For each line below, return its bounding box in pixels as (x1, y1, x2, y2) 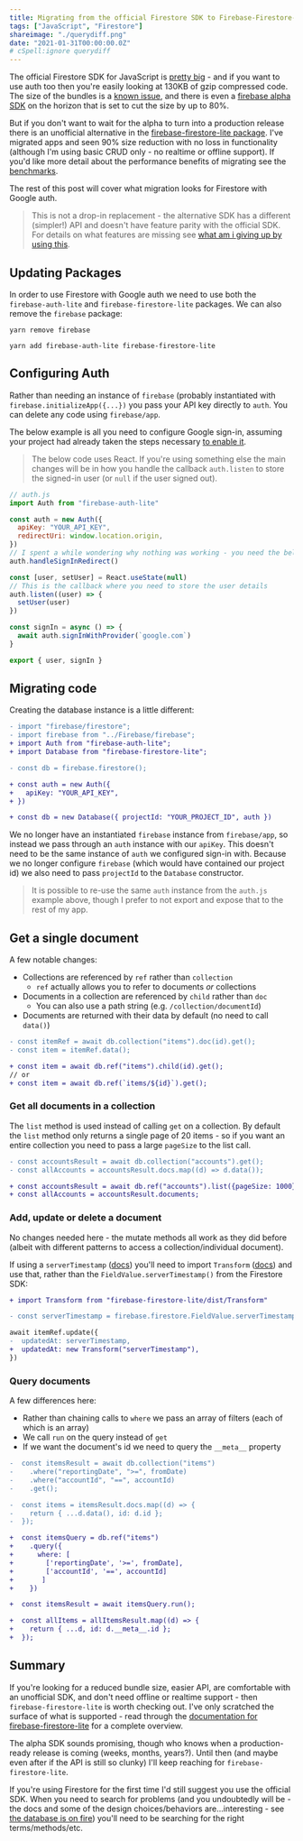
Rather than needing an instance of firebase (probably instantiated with (9, 390, 277, 400)
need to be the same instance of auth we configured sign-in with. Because (9, 849, 287, 860)
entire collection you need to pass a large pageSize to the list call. (9, 1139, 252, 1150)
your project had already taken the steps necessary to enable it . (9, 436, 246, 446)
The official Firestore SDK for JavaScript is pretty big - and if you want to (9, 71, 280, 82)
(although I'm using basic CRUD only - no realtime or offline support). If (9, 146, 275, 158)
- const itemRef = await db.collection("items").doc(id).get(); (9, 1037, 256, 1046)
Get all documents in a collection (9, 1100, 156, 1112)
